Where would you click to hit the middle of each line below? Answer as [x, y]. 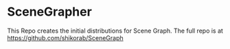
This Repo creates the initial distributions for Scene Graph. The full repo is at [115, 31]
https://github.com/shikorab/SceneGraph [65, 37]
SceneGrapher [50, 12]
